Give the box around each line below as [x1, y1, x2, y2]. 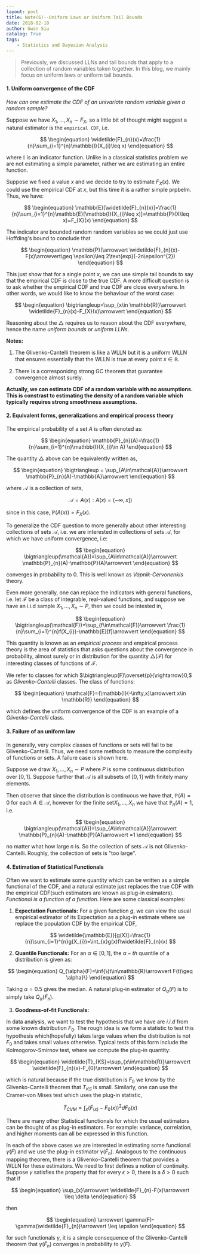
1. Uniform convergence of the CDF [6, 85, 95, 92]
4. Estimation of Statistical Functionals [6, 863, 104, 871]
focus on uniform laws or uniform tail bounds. [20, 71, 133, 78]
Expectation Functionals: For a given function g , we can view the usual [14, 907, 191, 914]
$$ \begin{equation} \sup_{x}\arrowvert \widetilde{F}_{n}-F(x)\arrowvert [11, 1186, 190, 1193]
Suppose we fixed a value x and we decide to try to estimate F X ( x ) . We [6, 178, 180, 186]
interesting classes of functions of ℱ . [6, 660, 97, 667]
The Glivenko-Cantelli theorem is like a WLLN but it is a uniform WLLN [14, 349, 187, 356]
